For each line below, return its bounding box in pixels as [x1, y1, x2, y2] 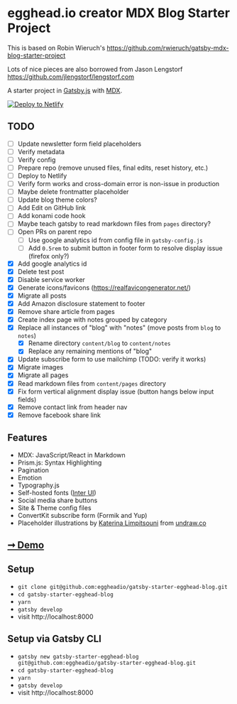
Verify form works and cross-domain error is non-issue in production [17, 180, 220, 188]
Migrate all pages [17, 371, 69, 379]
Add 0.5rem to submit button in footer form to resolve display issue [28, 244, 224, 252]
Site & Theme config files [17, 503, 92, 512]
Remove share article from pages [17, 308, 115, 315]
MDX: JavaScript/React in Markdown [17, 450, 126, 459]
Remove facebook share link [17, 411, 101, 419]
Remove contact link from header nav [17, 403, 128, 411]
